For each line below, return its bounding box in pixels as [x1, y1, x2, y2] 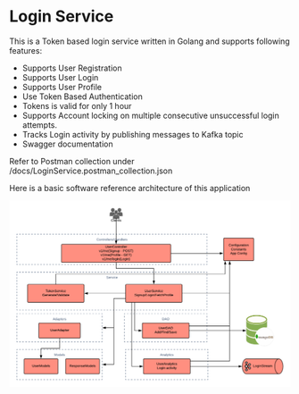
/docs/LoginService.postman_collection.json [9, 165, 173, 176]
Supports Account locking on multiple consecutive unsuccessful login [21, 110, 279, 121]
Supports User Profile [21, 81, 103, 92]
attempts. [21, 119, 58, 130]
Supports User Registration [21, 63, 122, 73]
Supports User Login [21, 71, 99, 82]
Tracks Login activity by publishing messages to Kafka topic [21, 129, 244, 139]
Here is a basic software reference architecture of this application [9, 182, 251, 193]
